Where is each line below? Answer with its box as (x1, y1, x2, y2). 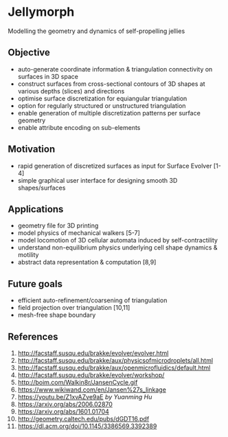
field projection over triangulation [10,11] (17, 304, 130, 312)
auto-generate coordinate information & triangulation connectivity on (17, 65, 213, 73)
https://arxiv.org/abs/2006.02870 (17, 400, 113, 408)
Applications (8, 203, 64, 215)
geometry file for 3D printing (17, 221, 99, 230)
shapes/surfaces (17, 183, 66, 192)
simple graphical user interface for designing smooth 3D (17, 176, 178, 184)
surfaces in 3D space (17, 72, 78, 80)
